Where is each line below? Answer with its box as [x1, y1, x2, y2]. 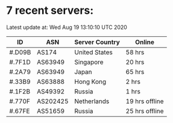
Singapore [74, 58, 104, 66]
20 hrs [125, 58, 145, 66]
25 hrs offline [125, 107, 164, 115]
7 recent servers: [6, 4, 94, 17]
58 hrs [125, 48, 145, 56]
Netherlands [74, 97, 110, 106]
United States [74, 48, 113, 56]
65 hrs [125, 68, 145, 76]
